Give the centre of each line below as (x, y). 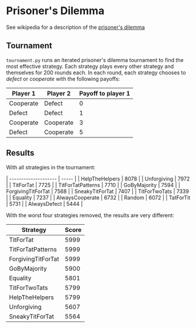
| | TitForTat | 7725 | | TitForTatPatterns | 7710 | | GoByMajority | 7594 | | (93, 185)
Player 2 (59, 93)
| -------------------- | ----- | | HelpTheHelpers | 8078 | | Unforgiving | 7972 (98, 179)
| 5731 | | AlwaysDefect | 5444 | (44, 204)
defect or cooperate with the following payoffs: (63, 78)
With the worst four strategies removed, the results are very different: (90, 215)
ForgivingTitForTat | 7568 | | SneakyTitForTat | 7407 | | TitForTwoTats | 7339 (98, 191)
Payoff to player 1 (105, 93)
